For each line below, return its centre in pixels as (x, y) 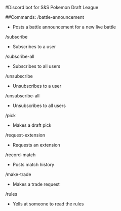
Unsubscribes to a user (37, 86)
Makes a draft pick (32, 125)
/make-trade (18, 174)
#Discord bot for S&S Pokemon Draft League (52, 7)
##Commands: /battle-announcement (45, 17)
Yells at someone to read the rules (48, 204)
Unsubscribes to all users (39, 105)
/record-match (21, 155)
